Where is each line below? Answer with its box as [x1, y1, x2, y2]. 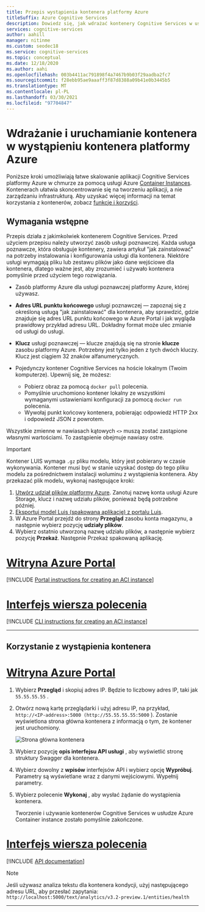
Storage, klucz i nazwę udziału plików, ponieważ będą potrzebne [15, 495, 178, 503]
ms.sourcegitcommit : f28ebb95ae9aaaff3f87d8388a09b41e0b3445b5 [6, 77, 171, 83]
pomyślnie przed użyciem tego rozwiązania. [6, 272, 117, 279]
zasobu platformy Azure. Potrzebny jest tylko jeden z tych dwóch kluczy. [15, 346, 199, 354]
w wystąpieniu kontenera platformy [6, 139, 190, 153]
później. [15, 502, 35, 509]
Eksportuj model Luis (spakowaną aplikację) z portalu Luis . [15, 509, 163, 516]
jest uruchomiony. [15, 723, 61, 731]
